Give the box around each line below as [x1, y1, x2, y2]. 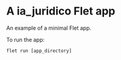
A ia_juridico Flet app [6, 4, 116, 18]
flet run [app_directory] [6, 47, 72, 54]
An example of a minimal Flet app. [6, 24, 92, 32]
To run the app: [6, 36, 45, 43]
